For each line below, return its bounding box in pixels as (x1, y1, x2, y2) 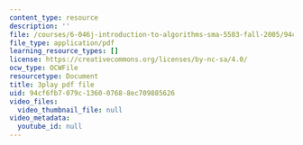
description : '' (9, 22, 70, 31)
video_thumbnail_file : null (17, 105, 124, 114)
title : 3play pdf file (9, 80, 95, 89)
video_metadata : (9, 113, 70, 122)
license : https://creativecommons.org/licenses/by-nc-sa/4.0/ (9, 55, 248, 64)
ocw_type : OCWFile (9, 64, 78, 73)
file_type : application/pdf (9, 38, 115, 48)
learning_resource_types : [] (9, 47, 119, 56)
